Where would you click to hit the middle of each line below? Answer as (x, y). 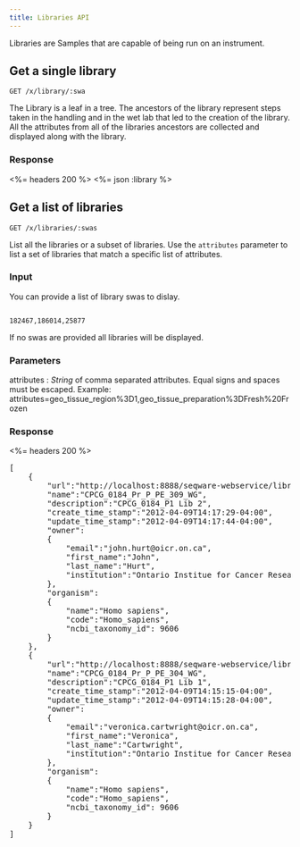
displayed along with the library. (68, 137)
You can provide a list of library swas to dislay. (95, 297)
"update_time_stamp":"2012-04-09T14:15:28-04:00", (160, 700)
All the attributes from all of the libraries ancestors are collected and (134, 127)
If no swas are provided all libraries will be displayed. (106, 337)
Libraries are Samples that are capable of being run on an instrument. (137, 43)
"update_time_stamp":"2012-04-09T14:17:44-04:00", (160, 522)
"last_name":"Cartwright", (125, 745)
